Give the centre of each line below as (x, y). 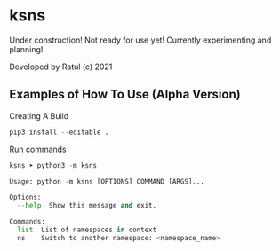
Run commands (38, 149)
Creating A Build (39, 115)
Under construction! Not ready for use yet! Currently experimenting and (140, 40)
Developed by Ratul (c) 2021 (61, 67)
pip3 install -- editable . (59, 132)
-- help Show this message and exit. (87, 206)
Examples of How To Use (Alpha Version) (125, 94)
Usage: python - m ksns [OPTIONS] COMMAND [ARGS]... (107, 181)
